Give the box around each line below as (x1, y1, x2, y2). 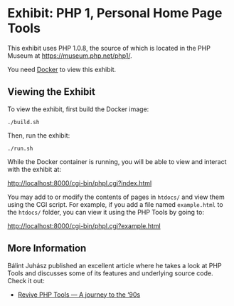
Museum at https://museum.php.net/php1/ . (7, 51, 133, 60)
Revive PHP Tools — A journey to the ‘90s (17, 290, 141, 299)
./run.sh (7, 145, 33, 152)
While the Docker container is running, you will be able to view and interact (7, 157, 227, 165)
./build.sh (7, 118, 40, 126)
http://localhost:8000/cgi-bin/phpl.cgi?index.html (7, 178, 152, 187)
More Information (7, 243, 87, 255)
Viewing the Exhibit (7, 86, 96, 98)
